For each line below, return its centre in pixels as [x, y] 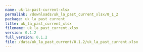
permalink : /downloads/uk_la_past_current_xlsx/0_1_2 [62, 14]
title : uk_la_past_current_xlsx [38, 24]
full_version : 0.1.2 [26, 38]
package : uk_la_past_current [35, 19]
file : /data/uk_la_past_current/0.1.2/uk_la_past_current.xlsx [72, 42]
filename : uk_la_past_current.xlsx [42, 28]
